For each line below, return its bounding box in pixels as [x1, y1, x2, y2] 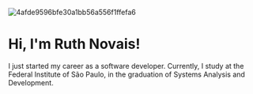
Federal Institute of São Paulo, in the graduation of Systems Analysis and [8, 70, 245, 79]
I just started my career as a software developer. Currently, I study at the [8, 61, 244, 70]
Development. [8, 77, 54, 87]
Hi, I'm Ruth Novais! [8, 36, 141, 53]
